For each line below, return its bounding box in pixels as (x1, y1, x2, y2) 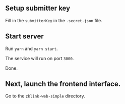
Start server (5, 32, 44, 41)
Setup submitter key (5, 4, 71, 13)
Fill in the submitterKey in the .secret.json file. (5, 17, 102, 23)
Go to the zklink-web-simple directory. (5, 93, 85, 99)
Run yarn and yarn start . (5, 45, 58, 51)
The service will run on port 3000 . (5, 55, 74, 61)
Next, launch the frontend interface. (5, 80, 121, 88)
